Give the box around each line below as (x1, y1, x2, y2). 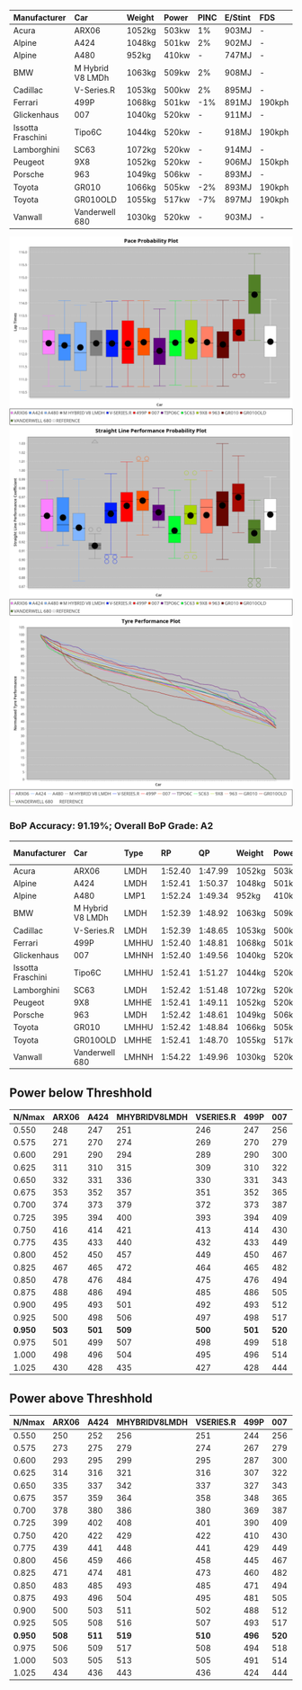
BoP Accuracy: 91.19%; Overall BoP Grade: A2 (9, 820, 214, 832)
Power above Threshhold (9, 1391, 153, 1406)
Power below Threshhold (9, 1085, 153, 1100)
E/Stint (224, 12, 252, 22)
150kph (259, 156, 289, 167)
